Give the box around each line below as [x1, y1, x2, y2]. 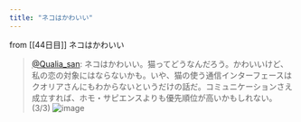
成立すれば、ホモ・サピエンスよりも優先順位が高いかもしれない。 [31, 92, 277, 103]
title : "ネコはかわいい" [9, 13, 93, 23]
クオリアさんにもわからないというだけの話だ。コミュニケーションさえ [31, 80, 294, 91]
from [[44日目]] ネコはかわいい [9, 39, 125, 50]
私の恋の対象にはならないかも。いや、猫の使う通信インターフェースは [31, 70, 292, 80]
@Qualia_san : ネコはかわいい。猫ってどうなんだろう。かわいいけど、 [31, 58, 289, 69]
